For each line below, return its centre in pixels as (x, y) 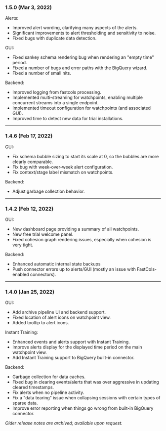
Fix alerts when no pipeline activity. (48, 392)
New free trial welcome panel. (43, 234)
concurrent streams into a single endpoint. (55, 103)
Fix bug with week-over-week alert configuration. (62, 167)
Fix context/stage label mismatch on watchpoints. (63, 172)
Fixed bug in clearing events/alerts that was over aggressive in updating (85, 382)
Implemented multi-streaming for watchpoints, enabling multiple (78, 97)
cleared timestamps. (33, 388)
